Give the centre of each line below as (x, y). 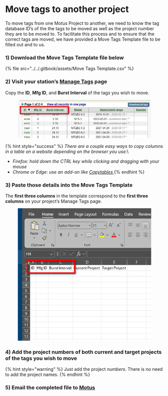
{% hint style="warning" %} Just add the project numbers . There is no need (84, 369)
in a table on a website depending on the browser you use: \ (67, 151)
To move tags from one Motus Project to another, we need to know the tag (82, 23)
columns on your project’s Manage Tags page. (54, 201)
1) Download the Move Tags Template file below (65, 57)
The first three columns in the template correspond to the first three (77, 196)
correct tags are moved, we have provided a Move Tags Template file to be (83, 39)
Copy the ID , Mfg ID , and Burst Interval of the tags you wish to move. (77, 93)
